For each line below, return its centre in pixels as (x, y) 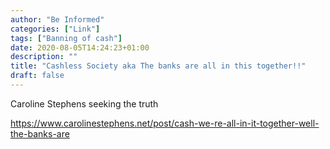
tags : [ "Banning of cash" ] (66, 38)
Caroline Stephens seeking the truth (84, 103)
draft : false (37, 76)
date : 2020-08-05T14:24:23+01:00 (80, 47)
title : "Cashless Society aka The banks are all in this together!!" (158, 66)
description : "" (44, 57)
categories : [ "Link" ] (55, 29)
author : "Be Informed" (57, 19)
